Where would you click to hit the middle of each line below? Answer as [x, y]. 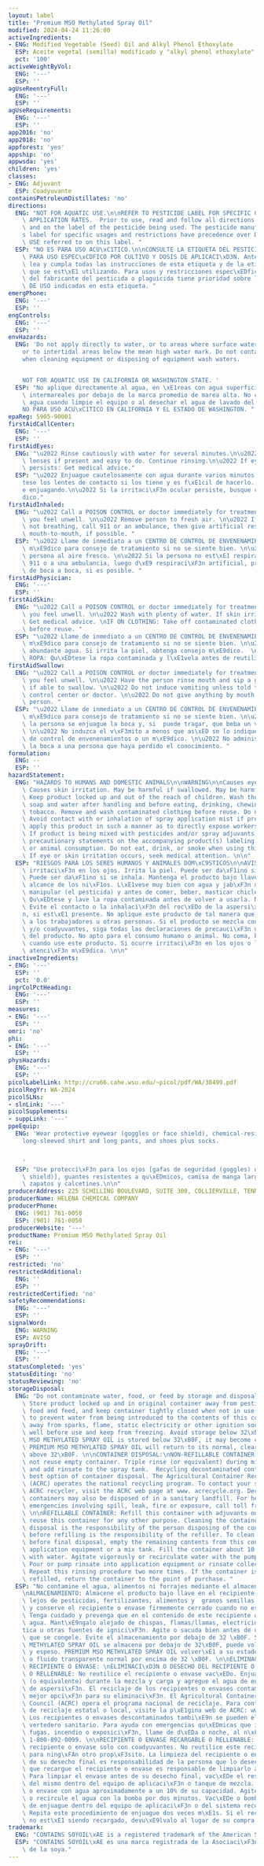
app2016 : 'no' [31, 132]
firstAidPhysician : [40, 578]
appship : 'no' [31, 154]
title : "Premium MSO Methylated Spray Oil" [81, 23]
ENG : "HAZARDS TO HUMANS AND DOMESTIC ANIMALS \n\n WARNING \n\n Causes [130, 783]
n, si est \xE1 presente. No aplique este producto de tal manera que [139, 914]
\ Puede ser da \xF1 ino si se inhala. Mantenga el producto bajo [130, 878]
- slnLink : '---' [37, 1104]
